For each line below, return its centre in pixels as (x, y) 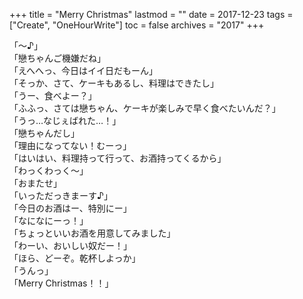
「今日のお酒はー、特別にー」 (70, 208)
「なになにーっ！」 (49, 220)
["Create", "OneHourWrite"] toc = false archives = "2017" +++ (137, 25)
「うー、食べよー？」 (53, 95)
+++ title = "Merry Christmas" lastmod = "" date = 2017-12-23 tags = (151, 14)
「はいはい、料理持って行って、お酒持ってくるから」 (118, 158)
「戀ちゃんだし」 (44, 133)
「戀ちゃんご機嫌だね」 (57, 58)
